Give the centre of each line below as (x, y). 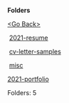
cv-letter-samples (35, 51)
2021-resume (28, 38)
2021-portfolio (28, 79)
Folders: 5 (22, 93)
